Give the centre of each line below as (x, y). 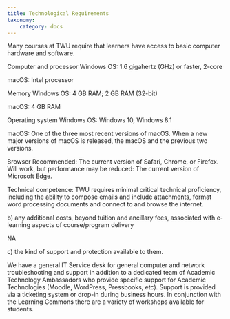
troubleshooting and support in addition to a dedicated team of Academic (111, 273)
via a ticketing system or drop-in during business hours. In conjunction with (114, 295)
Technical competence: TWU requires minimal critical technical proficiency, (114, 190)
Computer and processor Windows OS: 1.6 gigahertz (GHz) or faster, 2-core (115, 67)
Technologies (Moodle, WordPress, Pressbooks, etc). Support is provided (111, 287)
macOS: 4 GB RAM (34, 107)
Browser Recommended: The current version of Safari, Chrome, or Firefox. (113, 162)
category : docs (41, 26)
